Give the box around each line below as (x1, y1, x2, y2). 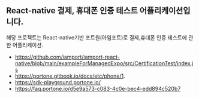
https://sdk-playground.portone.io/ (14, 78, 101, 85)
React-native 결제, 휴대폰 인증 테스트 (6, 5, 138, 16)
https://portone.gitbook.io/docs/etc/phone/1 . (14, 72, 126, 79)
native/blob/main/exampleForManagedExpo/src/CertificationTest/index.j (14, 59, 194, 67)
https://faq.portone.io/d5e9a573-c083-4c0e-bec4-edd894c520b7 (14, 85, 181, 92)
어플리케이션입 (139, 5, 191, 16)
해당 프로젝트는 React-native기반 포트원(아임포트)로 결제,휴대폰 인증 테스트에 (6, 33, 188, 41)
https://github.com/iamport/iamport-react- (14, 53, 120, 60)
